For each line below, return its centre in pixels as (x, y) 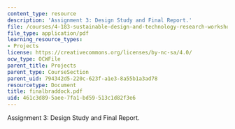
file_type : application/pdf (48, 33)
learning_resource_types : (45, 40)
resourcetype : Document (42, 85)
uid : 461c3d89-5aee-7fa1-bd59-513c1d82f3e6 (72, 98)
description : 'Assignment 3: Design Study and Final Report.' (100, 20)
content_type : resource (42, 14)
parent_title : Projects (42, 66)
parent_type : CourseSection (48, 72)
